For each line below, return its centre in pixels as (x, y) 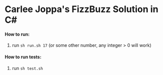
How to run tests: (23, 57)
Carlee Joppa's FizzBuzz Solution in (82, 9)
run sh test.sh (27, 68)
